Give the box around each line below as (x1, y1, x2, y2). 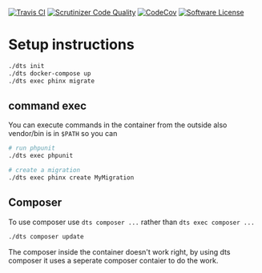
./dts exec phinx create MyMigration (8, 174, 135, 182)
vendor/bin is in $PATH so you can (8, 129, 118, 139)
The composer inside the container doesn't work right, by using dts (8, 247, 231, 256)
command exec (8, 98, 87, 112)
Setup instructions (8, 36, 135, 54)
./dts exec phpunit (8, 152, 74, 160)
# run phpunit (8, 144, 56, 152)
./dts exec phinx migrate (8, 77, 95, 85)
